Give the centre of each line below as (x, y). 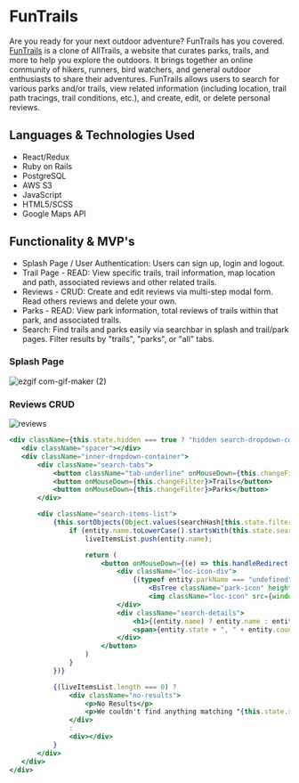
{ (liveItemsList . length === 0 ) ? (115, 687)
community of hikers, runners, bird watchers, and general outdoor (130, 69)
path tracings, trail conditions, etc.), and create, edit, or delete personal (140, 98)
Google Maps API (54, 213)
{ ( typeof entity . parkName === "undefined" (212, 580)
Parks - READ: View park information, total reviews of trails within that (150, 310)
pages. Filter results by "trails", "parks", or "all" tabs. (118, 338)
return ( (101, 555)
